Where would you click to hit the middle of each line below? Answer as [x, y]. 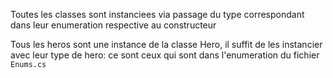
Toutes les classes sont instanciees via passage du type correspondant [157, 14]
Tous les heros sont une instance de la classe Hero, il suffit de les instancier [166, 44]
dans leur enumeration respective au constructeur [113, 25]
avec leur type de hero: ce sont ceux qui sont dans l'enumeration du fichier [165, 55]
